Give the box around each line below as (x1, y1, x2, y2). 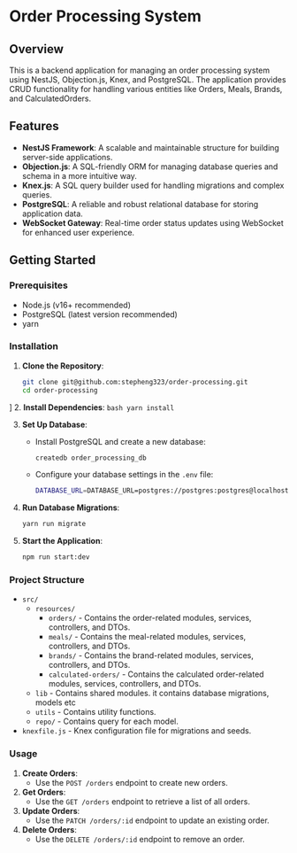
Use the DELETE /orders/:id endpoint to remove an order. (34, 834, 246, 844)
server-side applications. (21, 151, 113, 162)
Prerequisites (9, 279, 68, 291)
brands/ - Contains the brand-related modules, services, (48, 650, 255, 661)
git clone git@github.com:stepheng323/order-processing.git (21, 377, 248, 386)
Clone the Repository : (21, 361, 104, 371)
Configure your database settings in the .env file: (34, 469, 214, 480)
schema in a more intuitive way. (21, 170, 137, 181)
